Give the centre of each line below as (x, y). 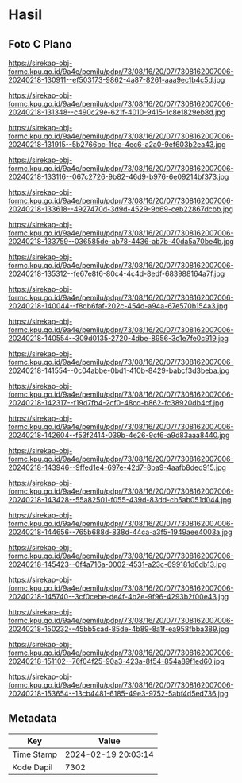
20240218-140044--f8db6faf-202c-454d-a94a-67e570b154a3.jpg (118, 306)
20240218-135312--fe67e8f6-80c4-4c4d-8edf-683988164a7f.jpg (117, 273)
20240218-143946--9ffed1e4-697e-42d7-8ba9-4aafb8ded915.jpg (117, 467)
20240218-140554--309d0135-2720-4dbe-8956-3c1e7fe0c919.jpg (118, 338)
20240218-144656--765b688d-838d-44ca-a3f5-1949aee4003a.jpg (120, 532)
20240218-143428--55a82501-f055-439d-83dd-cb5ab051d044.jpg (120, 500)
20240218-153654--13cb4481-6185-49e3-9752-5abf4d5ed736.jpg (118, 694)
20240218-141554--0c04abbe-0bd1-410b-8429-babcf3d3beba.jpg (119, 370)
